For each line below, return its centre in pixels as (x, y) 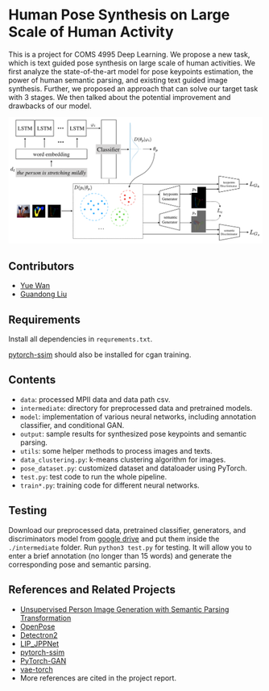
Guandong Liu (43, 294)
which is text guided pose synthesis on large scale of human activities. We (132, 63)
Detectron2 (39, 634)
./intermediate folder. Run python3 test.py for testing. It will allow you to (130, 547)
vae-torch (37, 669)
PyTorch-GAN (43, 660)
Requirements (44, 319)
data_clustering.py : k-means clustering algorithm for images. (123, 459)
